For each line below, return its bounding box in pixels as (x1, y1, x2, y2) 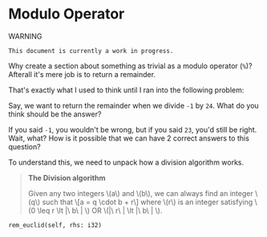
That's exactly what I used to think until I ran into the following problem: (8, 85, 245, 95)
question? (8, 141, 42, 151)
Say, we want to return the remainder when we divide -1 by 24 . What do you (8, 100, 259, 110)
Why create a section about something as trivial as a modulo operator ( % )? (8, 61, 253, 71)
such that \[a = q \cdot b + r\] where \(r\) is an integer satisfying (42, 197, 253, 206)
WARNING (8, 31, 42, 41)
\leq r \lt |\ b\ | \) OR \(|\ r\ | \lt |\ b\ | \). (37, 206, 163, 215)
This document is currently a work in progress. (8, 47, 174, 55)
